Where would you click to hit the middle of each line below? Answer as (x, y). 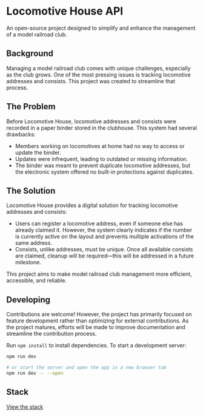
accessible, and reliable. (36, 281)
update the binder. (38, 152)
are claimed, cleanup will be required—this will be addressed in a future (104, 256)
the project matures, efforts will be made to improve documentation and (96, 327)
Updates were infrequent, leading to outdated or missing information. (101, 159)
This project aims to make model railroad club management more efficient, (99, 274)
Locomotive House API (65, 11)
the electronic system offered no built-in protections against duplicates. (104, 172)
